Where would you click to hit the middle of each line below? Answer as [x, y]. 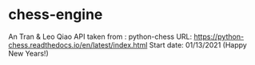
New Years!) [29, 53]
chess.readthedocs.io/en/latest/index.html [78, 44]
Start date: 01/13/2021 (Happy [198, 44]
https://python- [219, 36]
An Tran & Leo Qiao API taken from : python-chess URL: [100, 36]
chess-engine [56, 15]
